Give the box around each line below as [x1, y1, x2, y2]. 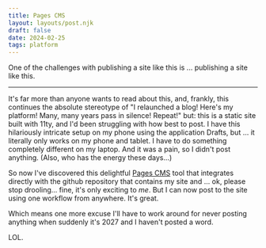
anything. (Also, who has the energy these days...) [8, 153, 173, 162]
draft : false [8, 26, 51, 34]
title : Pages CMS [8, 11, 66, 20]
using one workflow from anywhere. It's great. [8, 193, 159, 203]
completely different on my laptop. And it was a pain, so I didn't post [8, 144, 231, 155]
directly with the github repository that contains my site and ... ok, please [8, 177, 246, 186]
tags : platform [8, 41, 59, 49]
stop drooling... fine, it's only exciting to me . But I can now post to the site [8, 185, 248, 195]
